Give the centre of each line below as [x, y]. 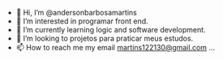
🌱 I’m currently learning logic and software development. [111, 30]
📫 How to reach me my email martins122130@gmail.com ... [116, 47]
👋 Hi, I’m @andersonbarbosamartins [77, 13]
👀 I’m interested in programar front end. [82, 21]
